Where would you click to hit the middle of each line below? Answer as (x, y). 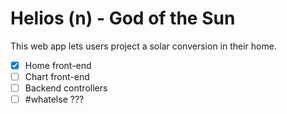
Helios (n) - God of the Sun (123, 18)
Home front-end (58, 65)
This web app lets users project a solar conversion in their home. (143, 46)
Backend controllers (66, 88)
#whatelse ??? (54, 99)
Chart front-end (57, 76)
